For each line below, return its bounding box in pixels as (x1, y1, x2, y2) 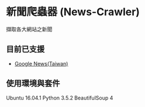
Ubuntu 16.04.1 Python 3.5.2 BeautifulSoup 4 (6, 94, 113, 101)
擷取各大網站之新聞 (6, 26, 53, 33)
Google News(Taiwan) (14, 60, 68, 67)
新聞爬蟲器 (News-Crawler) (6, 5, 140, 19)
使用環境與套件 (6, 79, 60, 88)
